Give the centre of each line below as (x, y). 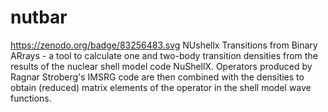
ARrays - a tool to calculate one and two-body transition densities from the (164, 55)
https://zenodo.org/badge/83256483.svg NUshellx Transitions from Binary (164, 45)
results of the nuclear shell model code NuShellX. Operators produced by (161, 66)
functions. (31, 98)
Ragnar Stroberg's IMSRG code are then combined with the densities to (157, 77)
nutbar (39, 17)
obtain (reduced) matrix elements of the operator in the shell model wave (161, 87)
